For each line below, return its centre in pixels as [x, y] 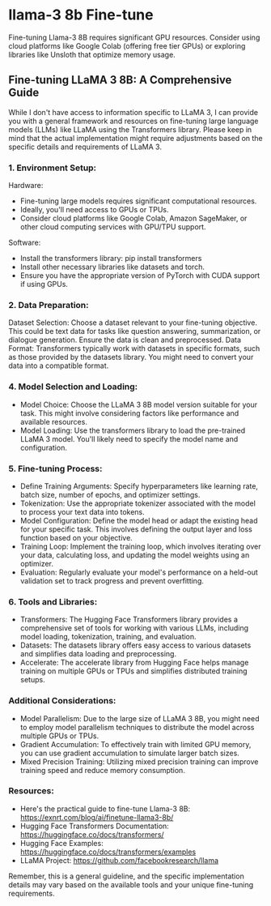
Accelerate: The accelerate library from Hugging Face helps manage [134, 663]
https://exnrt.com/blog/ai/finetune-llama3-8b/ [97, 817]
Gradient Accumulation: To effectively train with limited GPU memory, [135, 744]
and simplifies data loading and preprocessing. [98, 654]
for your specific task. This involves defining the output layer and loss [136, 529]
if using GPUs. [44, 284]
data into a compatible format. [59, 365]
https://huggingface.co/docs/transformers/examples [108, 852]
